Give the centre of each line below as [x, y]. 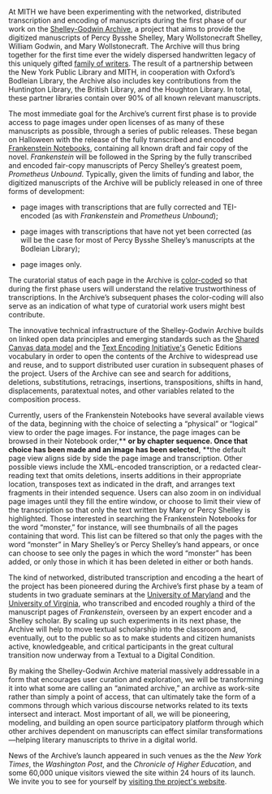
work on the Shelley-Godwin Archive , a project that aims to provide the [127, 29]
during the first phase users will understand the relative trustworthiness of [133, 289]
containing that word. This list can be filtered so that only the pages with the [136, 536]
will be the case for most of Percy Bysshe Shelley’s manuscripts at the [138, 240]
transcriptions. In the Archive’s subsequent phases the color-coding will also [136, 297]
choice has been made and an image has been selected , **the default [127, 449]
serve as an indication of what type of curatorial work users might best [127, 306]
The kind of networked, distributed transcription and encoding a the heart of [136, 577]
